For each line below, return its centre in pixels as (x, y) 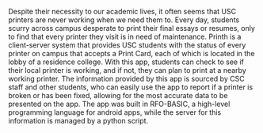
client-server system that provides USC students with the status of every (127, 45)
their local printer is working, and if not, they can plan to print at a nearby (128, 70)
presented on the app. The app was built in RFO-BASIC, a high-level (119, 104)
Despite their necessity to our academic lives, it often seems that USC (122, 11)
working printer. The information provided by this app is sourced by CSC (126, 79)
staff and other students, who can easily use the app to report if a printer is (131, 87)
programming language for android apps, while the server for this (115, 112)
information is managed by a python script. (78, 121)
